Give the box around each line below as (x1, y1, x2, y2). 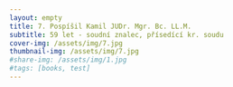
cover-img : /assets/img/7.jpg (9, 38, 124, 48)
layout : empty (9, 13, 63, 23)
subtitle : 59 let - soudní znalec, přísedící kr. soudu (9, 30, 224, 39)
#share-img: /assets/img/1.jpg (9, 55, 127, 64)
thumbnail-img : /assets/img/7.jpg (9, 47, 140, 56)
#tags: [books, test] (9, 64, 91, 73)
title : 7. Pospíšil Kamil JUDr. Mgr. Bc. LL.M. (9, 22, 192, 31)
